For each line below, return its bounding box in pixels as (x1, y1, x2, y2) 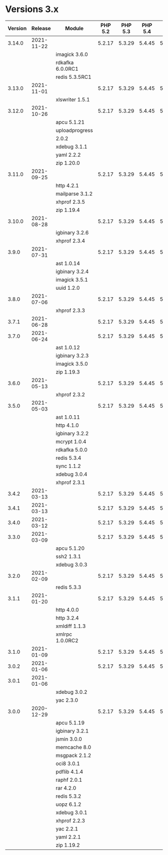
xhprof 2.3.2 (55, 391, 85, 398)
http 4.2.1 (55, 182, 79, 189)
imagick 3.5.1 (55, 276, 88, 283)
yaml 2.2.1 (55, 833, 81, 840)
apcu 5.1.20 (55, 545, 85, 552)
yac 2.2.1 (55, 825, 78, 832)
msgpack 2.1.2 (55, 752, 91, 759)
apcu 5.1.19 (55, 719, 85, 726)
